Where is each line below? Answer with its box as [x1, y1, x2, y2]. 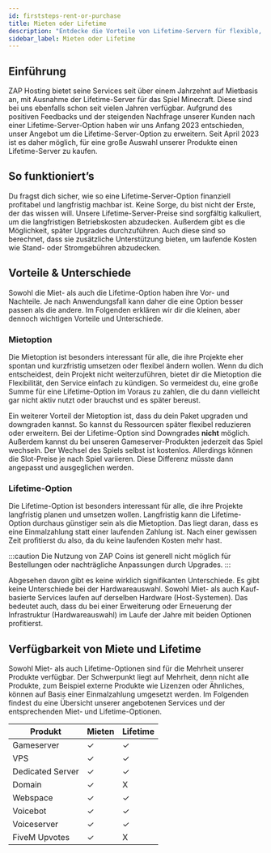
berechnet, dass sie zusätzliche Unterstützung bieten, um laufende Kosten [8, 234, 257, 244]
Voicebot [12, 805, 47, 817]
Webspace [12, 792, 53, 804]
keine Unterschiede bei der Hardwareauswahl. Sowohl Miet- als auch [8, 584, 239, 594]
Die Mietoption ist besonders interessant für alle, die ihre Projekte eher [8, 352, 244, 361]
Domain [12, 779, 42, 791]
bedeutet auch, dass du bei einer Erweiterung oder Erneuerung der [8, 601, 232, 612]
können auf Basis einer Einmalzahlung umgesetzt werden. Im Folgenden [8, 689, 249, 699]
